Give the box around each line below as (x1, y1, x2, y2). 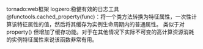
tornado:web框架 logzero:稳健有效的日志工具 (6, 6, 119, 12)
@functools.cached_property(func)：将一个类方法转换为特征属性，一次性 (6, 13, 191, 20)
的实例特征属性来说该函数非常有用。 (6, 36, 98, 43)
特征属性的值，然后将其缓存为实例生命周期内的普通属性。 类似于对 (17, 21, 185, 28)
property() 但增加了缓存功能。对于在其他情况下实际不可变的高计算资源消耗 (6, 28, 194, 36)
